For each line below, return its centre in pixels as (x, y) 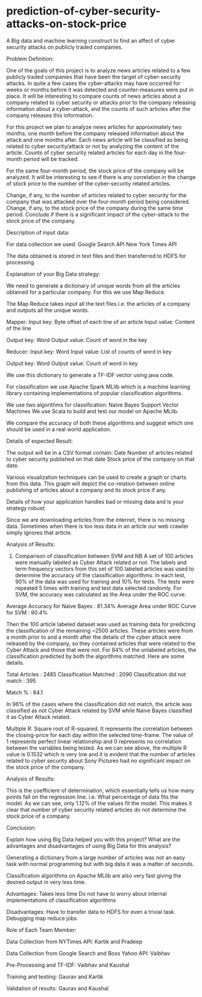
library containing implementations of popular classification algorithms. (94, 393)
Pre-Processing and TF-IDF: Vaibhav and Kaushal (68, 965)
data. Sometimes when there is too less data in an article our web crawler (97, 526)
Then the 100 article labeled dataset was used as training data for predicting (101, 624)
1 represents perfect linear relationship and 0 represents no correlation (94, 741)
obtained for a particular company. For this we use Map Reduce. (86, 292)
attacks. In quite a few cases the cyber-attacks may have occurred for (93, 83)
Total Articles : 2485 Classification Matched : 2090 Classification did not (96, 674)
